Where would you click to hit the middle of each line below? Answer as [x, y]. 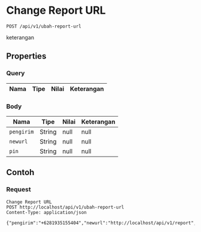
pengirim [22, 132]
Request [19, 190]
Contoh [20, 173]
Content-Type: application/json [46, 212]
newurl [19, 141]
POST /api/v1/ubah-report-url [44, 26]
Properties [26, 57]
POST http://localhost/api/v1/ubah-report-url [65, 207]
